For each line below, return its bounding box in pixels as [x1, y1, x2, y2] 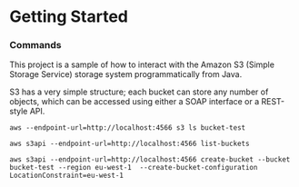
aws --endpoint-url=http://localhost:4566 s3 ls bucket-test [9, 123, 246, 133]
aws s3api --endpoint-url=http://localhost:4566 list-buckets [9, 139, 250, 149]
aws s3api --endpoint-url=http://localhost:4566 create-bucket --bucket [9, 155, 291, 164]
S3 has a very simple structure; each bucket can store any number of [9, 86, 269, 97]
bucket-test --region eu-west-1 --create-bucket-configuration [9, 163, 258, 172]
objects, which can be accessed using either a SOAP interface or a [9, 96, 260, 107]
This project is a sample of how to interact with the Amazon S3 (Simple [9, 59, 275, 70]
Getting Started [9, 6, 129, 27]
